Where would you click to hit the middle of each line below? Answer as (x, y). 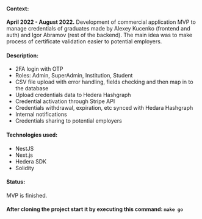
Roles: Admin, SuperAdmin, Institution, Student (74, 76)
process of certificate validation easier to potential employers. (84, 41)
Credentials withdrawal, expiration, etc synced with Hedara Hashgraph (104, 108)
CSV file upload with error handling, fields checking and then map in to (104, 82)
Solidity (25, 168)
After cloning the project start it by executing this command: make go (95, 209)
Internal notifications (41, 114)
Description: (22, 56)
